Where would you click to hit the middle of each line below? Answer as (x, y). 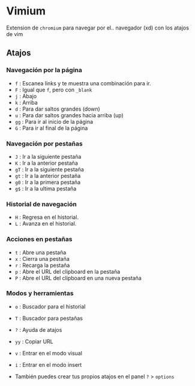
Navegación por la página (44, 70)
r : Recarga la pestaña (42, 265)
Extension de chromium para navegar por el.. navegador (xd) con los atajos (97, 28)
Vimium (26, 11)
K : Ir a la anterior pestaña (46, 163)
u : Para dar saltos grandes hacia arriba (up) (69, 115)
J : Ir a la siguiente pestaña (48, 156)
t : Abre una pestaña (40, 252)
